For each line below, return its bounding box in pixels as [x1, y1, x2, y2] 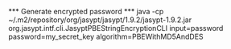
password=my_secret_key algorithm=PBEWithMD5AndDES [8, 32, 204, 41]
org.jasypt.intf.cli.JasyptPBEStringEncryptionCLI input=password [8, 24, 224, 32]
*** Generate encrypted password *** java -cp [8, 7, 164, 16]
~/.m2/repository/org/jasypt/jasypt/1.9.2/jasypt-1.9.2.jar [8, 15, 192, 24]
